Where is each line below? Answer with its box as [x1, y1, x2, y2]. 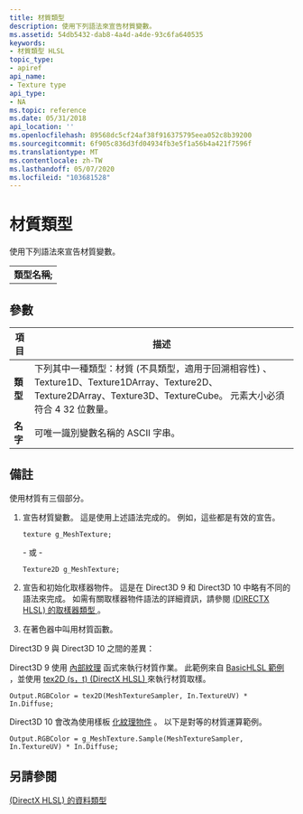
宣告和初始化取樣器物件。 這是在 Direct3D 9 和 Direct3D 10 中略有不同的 [22, 582, 291, 593]
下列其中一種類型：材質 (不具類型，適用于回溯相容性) [34, 362, 262, 375]
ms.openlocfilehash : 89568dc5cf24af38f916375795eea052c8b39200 [9, 131, 252, 140]
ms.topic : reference [9, 106, 87, 115]
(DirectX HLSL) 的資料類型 [9, 794, 107, 805]
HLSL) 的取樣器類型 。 [22, 604, 106, 615]
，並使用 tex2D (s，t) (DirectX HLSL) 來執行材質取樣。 [9, 673, 211, 684]
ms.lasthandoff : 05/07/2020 [9, 164, 115, 173]
